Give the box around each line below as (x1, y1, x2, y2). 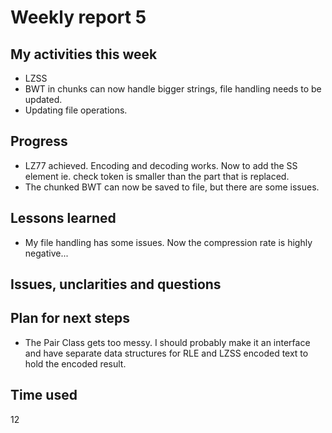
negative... (24, 247, 69, 259)
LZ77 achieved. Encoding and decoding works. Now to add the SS (24, 159, 298, 171)
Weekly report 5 (10, 6, 147, 29)
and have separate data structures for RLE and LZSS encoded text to (24, 347, 309, 359)
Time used (10, 387, 78, 404)
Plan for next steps (10, 310, 130, 327)
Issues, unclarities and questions (10, 276, 222, 293)
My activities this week (10, 46, 158, 63)
